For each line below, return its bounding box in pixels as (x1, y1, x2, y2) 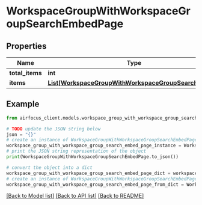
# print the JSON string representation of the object (6, 148, 147, 155)
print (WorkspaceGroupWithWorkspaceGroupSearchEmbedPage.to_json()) (6, 154, 179, 160)
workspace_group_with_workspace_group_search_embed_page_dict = (6, 170, 171, 176)
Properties (6, 41, 47, 51)
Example (6, 99, 40, 109)
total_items (9, 69, 42, 77)
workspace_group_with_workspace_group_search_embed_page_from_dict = (6, 182, 185, 188)
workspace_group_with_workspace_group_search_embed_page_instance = (6, 142, 182, 148)
